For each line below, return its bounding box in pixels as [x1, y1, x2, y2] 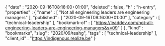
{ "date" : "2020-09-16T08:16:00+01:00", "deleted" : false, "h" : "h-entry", [5, 4, 157, 10]
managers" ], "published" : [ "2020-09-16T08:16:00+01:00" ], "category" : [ [5, 15, 160, 20]
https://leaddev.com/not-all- [95, 20, 154, 25]
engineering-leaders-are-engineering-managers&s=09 [5, 25, 118, 31]
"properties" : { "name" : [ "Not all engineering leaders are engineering [5, 9, 150, 15]
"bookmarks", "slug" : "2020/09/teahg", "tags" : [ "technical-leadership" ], [5, 30, 158, 36]
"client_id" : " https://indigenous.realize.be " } [5, 35, 96, 41]
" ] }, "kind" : [117, 25, 144, 31]
